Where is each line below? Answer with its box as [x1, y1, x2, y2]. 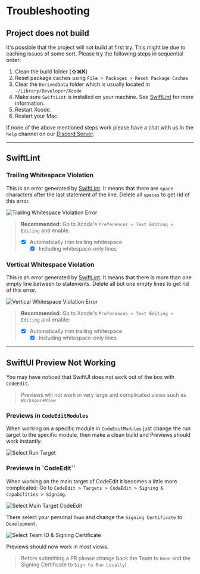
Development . [6, 520, 37, 527]
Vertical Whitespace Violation [6, 260, 95, 269]
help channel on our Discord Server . [6, 130, 95, 137]
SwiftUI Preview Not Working [6, 357, 116, 368]
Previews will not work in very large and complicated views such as [20, 391, 186, 399]
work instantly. [6, 437, 42, 445]
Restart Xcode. [14, 106, 52, 113]
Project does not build [6, 28, 89, 38]
